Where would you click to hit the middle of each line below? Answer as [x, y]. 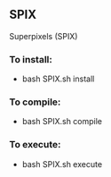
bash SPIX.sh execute [62, 164]
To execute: [35, 145]
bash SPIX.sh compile [62, 122]
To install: [31, 59]
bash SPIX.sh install [58, 79]
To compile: [35, 102]
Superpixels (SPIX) [44, 36]
